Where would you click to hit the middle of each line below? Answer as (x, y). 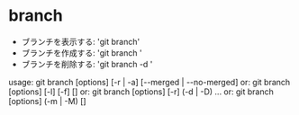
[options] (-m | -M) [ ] (47, 101)
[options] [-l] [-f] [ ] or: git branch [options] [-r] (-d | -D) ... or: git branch (141, 92)
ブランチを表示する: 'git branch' (81, 41)
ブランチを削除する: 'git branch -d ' (87, 64)
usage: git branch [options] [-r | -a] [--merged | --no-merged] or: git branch (149, 82)
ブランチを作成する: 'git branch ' (82, 53)
